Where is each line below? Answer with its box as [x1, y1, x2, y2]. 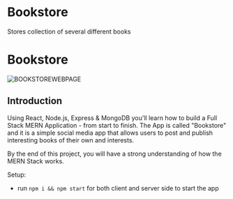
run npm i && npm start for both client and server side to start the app [17, 184, 219, 192]
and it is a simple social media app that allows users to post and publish [7, 128, 213, 137]
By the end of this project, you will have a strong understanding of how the [7, 149, 222, 158]
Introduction [7, 95, 63, 107]
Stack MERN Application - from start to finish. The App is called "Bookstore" [7, 121, 227, 129]
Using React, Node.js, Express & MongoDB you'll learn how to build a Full [7, 113, 218, 122]
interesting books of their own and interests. [7, 135, 135, 144]
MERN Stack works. [7, 156, 64, 165]
